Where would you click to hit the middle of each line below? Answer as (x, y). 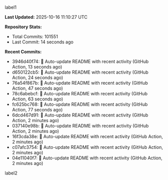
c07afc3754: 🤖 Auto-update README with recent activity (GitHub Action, (87, 147)
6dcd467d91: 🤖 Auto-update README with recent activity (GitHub (80, 115)
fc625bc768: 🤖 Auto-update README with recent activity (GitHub (80, 104)
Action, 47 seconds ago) (37, 88)
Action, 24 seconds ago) (37, 77)
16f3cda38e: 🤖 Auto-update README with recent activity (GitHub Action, (87, 136)
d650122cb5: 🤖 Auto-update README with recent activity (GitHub (80, 72)
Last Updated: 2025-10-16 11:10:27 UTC (46, 17)
